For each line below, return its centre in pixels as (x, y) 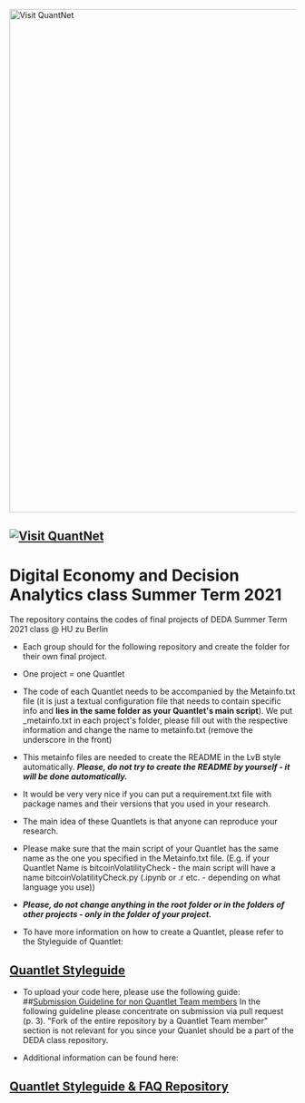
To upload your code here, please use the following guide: (131, 992)
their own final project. (64, 657)
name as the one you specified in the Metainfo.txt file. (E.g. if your (146, 858)
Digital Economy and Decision (124, 575)
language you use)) (59, 887)
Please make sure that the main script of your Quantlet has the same (151, 849)
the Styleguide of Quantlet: (73, 942)
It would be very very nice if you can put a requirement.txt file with (147, 795)
